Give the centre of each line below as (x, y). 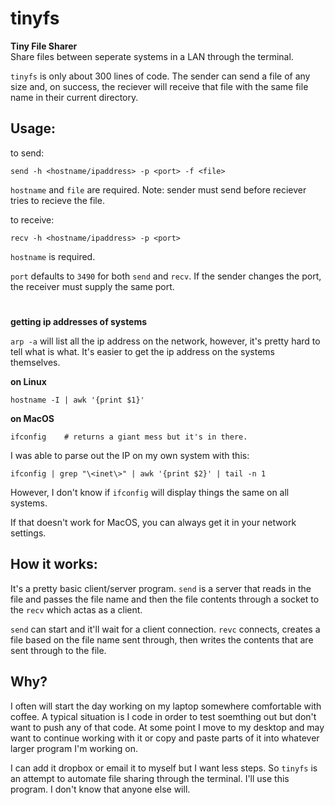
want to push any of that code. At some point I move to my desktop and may (167, 727)
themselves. (35, 362)
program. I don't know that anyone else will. (100, 789)
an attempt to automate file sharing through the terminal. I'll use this (150, 778)
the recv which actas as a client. (76, 609)
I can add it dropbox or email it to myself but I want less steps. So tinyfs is (164, 768)
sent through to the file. (58, 650)
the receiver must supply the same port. (92, 286)
